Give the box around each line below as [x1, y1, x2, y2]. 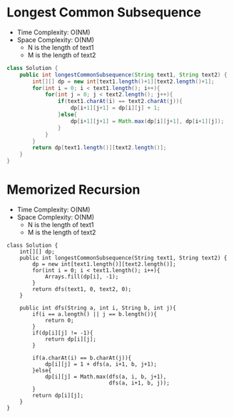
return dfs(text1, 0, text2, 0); [32, 286, 132, 293]
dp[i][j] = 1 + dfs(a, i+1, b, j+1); [44, 361, 158, 368]
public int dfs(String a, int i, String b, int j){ [19, 304, 176, 312]
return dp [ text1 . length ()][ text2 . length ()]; [32, 144, 167, 151]
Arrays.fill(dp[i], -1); [44, 273, 119, 280]
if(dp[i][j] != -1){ [32, 329, 93, 337]
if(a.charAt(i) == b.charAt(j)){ [32, 354, 132, 362]
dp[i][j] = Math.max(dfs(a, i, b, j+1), [44, 373, 167, 380]
